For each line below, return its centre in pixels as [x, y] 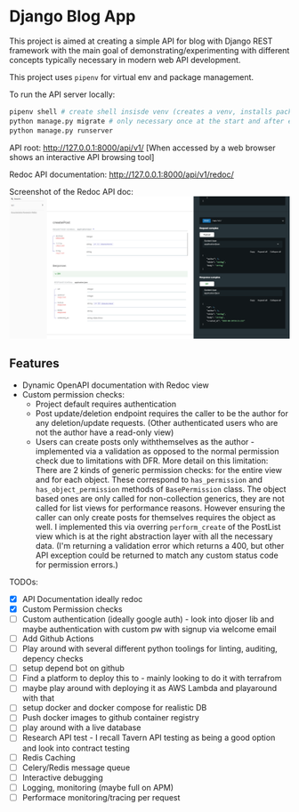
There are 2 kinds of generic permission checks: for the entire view [158, 470]
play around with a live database [81, 728]
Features [34, 363]
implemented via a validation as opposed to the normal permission [157, 451]
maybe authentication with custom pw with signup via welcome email [149, 629]
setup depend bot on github [73, 668]
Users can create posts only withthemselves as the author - [145, 441]
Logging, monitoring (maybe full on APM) [98, 787]
